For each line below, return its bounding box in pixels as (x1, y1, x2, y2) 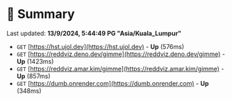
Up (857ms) (16, 72, 51, 80)
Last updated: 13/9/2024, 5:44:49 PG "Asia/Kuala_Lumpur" (6, 29, 182, 37)
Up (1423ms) (16, 57, 54, 65)
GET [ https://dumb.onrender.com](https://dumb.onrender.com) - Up (16, 79, 209, 87)
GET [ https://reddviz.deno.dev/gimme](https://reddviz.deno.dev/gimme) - (16, 50, 226, 58)
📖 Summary (6, 6, 75, 22)
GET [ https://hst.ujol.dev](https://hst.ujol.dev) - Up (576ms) (16, 42, 185, 50)
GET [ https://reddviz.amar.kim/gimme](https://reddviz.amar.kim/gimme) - (16, 64, 224, 73)
